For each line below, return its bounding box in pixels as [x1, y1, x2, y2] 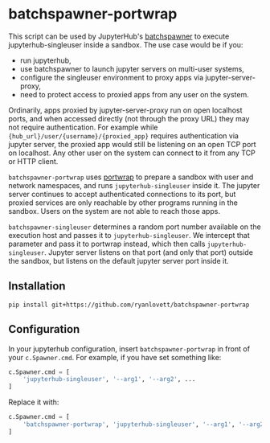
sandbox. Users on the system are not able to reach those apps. [8, 206, 221, 215]
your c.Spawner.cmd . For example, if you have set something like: [8, 352, 222, 362]
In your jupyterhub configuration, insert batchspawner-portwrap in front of [8, 343, 251, 354]
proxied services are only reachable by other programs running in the [8, 198, 239, 207]
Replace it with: [8, 397, 59, 407]
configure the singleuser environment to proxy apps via [19, 72, 203, 82]
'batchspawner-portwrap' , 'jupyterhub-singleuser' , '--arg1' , [22, 420, 235, 429]
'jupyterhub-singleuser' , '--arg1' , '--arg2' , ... [22, 375, 196, 384]
